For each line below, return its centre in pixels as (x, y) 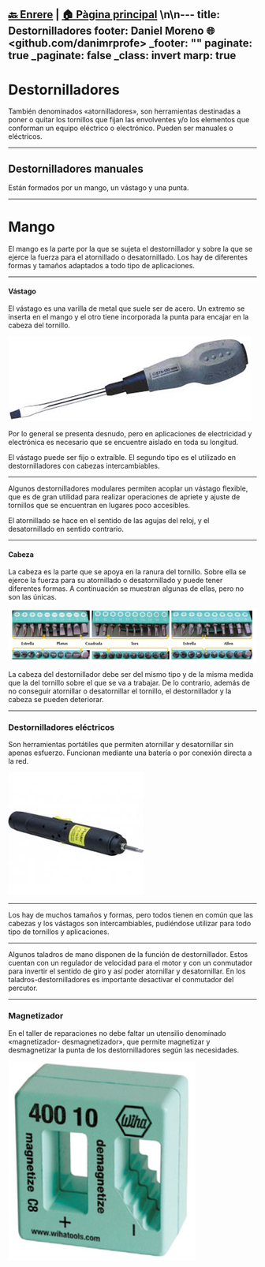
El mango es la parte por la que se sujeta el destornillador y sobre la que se (131, 249)
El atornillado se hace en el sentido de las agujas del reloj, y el (109, 521)
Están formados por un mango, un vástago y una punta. (99, 188)
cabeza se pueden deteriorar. (56, 700)
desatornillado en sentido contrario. (66, 529)
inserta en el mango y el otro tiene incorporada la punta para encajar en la (129, 317)
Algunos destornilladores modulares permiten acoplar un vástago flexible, (128, 488)
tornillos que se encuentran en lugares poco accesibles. (99, 506)
